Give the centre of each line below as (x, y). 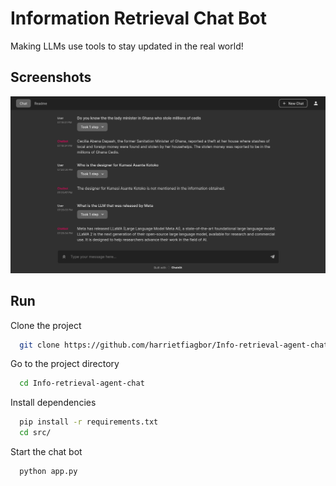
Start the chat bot (46, 452)
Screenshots (51, 77)
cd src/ (35, 433)
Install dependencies (53, 403)
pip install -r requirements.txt (89, 422)
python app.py (48, 472)
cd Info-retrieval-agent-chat (82, 383)
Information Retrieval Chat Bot (138, 18)
